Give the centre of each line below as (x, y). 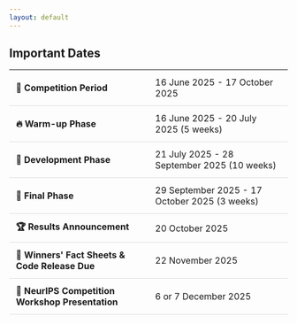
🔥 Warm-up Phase (57, 124)
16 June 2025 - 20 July (206, 119)
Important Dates (55, 54)
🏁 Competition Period (62, 88)
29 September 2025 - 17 (209, 190)
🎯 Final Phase (45, 196)
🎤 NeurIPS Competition (65, 291)
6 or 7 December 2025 (203, 297)
